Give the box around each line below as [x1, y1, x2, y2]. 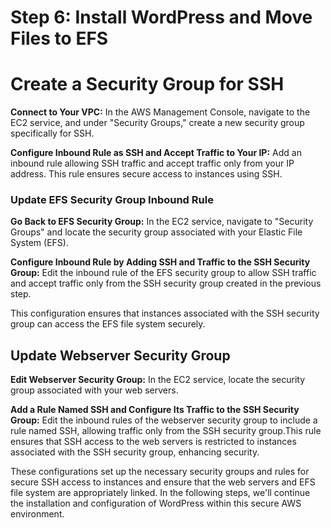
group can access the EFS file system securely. [10, 318, 206, 330]
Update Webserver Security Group [10, 347, 231, 364]
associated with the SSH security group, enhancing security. [10, 446, 260, 458]
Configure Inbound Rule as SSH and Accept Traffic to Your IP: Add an [10, 147, 302, 159]
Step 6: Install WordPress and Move [10, 6, 313, 29]
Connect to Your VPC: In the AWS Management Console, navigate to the [10, 106, 311, 118]
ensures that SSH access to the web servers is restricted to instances [10, 436, 297, 448]
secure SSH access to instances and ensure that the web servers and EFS [10, 476, 316, 488]
